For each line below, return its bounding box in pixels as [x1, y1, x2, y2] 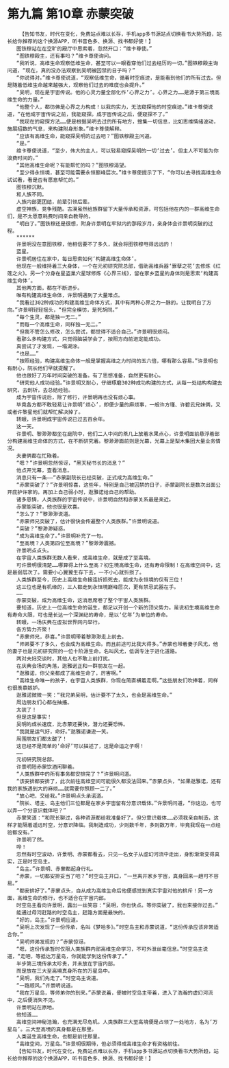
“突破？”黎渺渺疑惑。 [16, 525, 68, 532]
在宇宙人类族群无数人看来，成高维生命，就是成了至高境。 [16, 554, 154, 561]
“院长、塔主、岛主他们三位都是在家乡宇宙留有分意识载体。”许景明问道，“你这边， [16, 800, 211, 806]
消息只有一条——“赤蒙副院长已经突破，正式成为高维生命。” [16, 474, 154, 481]
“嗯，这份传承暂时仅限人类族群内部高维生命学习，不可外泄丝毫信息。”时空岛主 [16, 945, 203, 953]
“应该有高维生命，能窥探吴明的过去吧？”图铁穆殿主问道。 [16, 132, 155, 139]
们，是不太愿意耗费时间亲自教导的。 [7, 213, 94, 220]
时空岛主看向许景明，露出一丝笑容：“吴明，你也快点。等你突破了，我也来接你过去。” [16, 902, 219, 909]
